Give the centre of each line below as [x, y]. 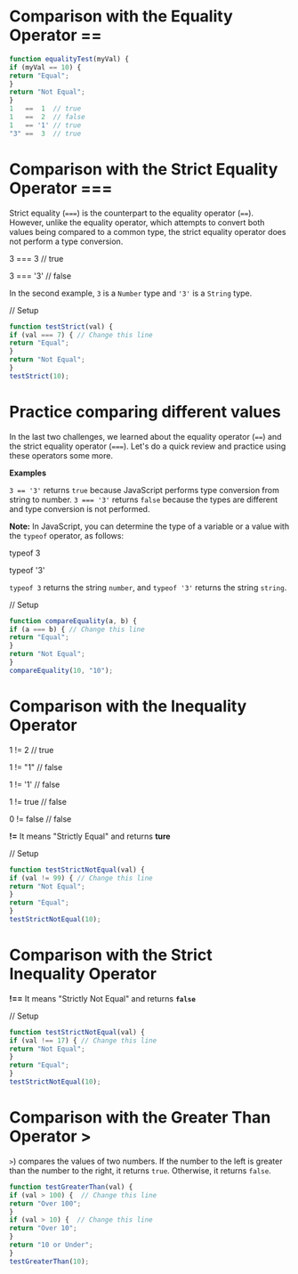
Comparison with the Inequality [128, 706]
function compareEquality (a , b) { [73, 621]
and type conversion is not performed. [80, 508]
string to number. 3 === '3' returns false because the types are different [144, 499]
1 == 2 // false [48, 118]
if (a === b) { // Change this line [77, 629]
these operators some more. [61, 455]
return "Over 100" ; [45, 1204]
